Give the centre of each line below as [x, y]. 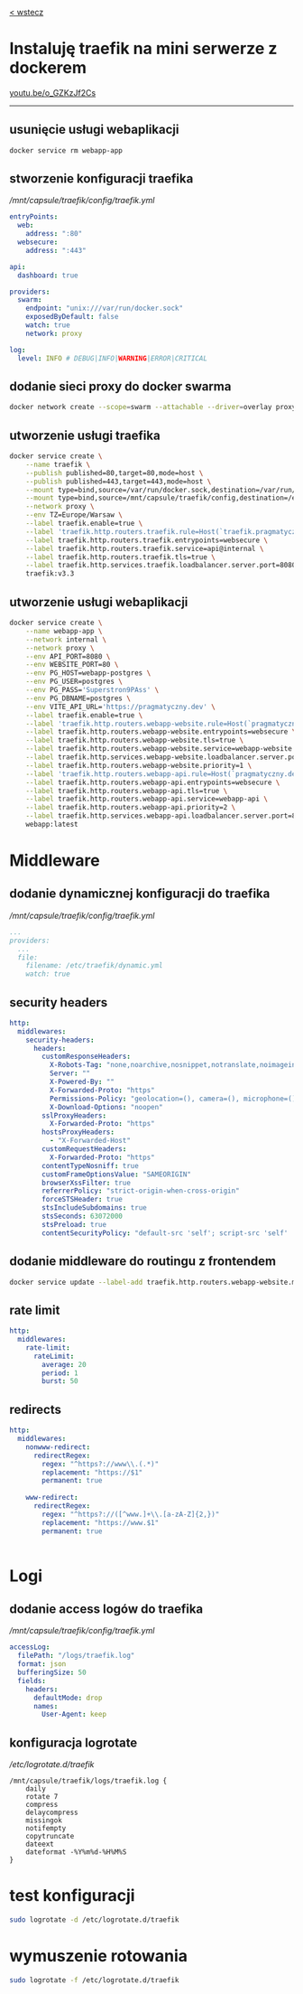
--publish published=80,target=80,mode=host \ [115, 473]
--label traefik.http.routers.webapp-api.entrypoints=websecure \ [153, 782]
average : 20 [64, 1364]
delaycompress [52, 1813]
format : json [42, 1664]
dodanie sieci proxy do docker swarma [120, 386]
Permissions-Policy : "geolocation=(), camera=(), [145, 1099]
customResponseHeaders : [86, 1057]
